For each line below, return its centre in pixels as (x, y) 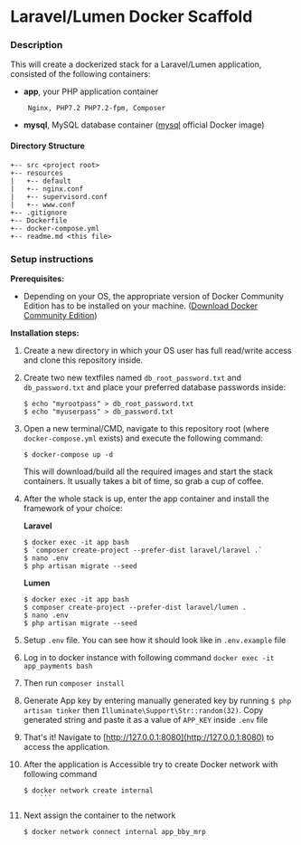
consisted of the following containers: (80, 74)
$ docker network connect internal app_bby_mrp (114, 831)
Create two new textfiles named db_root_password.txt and (132, 377)
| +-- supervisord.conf (59, 196)
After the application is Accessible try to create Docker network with (150, 764)
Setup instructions (52, 259)
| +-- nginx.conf (47, 189)
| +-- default (41, 181)
